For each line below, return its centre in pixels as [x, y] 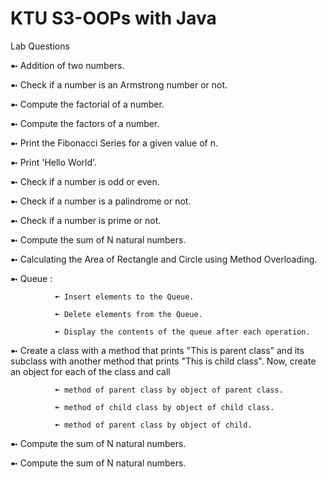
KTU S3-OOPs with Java [113, 18]
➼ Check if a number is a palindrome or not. [101, 201]
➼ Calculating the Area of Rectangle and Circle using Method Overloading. [164, 259]
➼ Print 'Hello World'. [54, 162]
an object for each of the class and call [90, 371]
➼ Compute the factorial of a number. [87, 104]
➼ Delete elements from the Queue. [128, 314]
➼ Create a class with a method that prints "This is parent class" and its [157, 350]
